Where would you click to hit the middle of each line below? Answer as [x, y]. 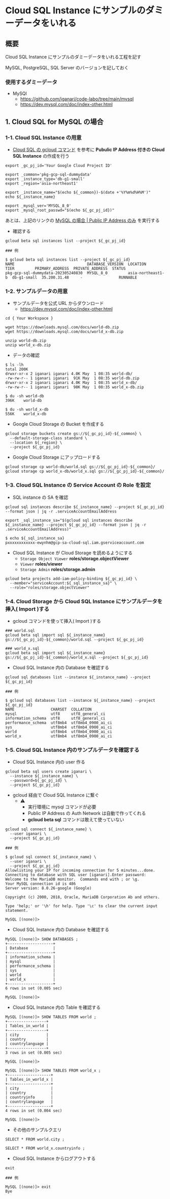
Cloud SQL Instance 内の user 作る [49, 762]
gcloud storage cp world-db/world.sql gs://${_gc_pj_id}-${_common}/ [80, 467]
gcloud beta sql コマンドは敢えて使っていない [76, 820]
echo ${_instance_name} [30, 197]
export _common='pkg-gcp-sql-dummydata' [49, 174]
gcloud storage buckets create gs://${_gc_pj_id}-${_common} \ [74, 434]
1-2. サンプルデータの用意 [37, 291]
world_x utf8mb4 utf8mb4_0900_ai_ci [59, 736]
